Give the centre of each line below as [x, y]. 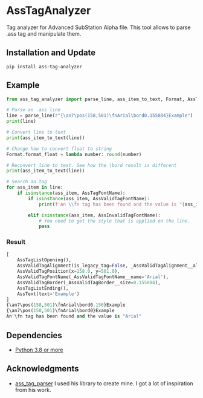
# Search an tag [27, 182]
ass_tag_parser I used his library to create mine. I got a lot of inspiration [104, 383]
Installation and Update [51, 53]
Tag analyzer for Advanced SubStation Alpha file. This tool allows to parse [98, 27]
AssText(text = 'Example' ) [48, 294]
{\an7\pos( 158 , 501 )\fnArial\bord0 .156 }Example [66, 305]
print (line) [21, 122]
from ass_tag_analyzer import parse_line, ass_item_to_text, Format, [96, 99]
